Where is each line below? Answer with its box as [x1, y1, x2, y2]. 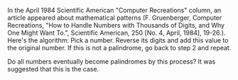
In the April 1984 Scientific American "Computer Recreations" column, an [7, 6, 222, 14]
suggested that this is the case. [7, 65, 99, 73]
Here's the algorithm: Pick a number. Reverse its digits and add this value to [7, 36, 229, 45]
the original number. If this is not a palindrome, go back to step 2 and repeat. [7, 44, 232, 52]
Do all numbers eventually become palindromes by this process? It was [7, 57, 216, 66]
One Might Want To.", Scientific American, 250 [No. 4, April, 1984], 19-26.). [7, 28, 226, 37]
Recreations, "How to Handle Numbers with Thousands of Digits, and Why [7, 21, 225, 29]
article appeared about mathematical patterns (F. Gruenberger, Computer [7, 13, 222, 22]
